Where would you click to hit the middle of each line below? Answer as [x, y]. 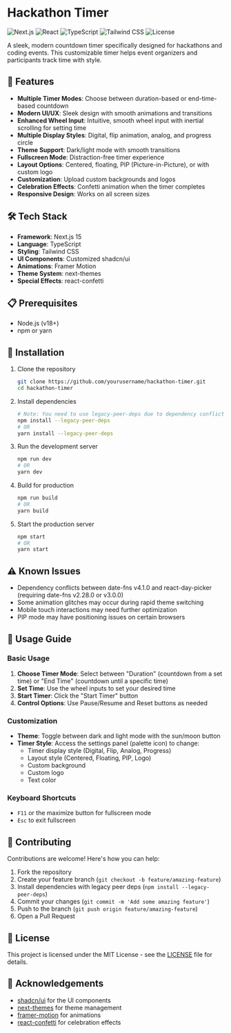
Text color [42, 780]
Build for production [46, 485]
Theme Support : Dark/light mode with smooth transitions [99, 149]
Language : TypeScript [49, 244]
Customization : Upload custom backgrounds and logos [96, 179]
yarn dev [30, 472]
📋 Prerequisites [42, 303]
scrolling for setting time [52, 128]
